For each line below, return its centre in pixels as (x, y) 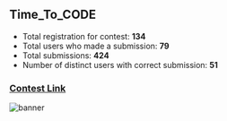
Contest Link (38, 88)
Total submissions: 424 (65, 55)
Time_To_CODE (53, 15)
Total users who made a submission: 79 (96, 46)
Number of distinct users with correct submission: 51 (120, 65)
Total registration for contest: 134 (84, 36)
